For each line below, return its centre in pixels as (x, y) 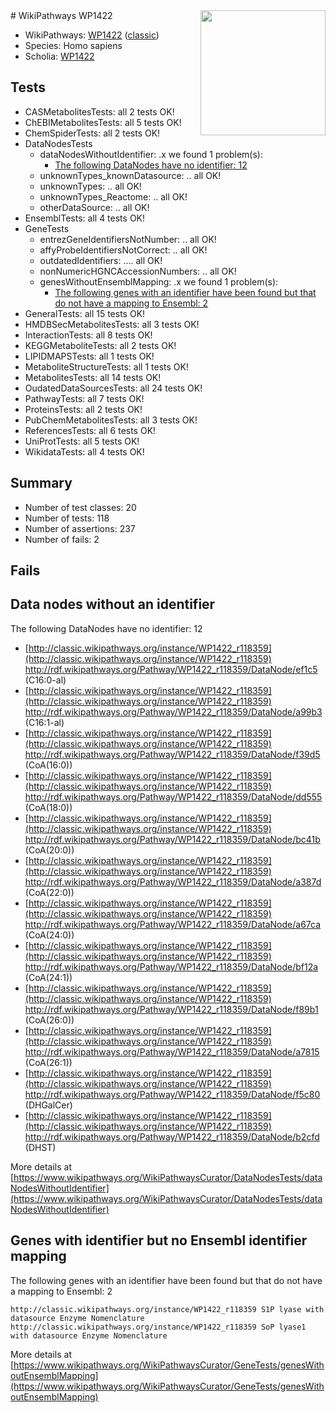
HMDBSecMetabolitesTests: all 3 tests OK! (112, 324)
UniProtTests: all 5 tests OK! (82, 441)
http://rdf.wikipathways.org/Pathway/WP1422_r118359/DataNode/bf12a (171, 966)
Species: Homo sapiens (73, 45)
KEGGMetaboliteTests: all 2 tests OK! (100, 345)
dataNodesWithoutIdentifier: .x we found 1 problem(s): (151, 154)
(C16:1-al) (44, 722)
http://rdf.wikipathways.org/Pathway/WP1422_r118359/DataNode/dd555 (173, 796)
